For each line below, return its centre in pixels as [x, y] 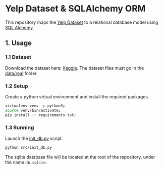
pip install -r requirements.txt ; [41, 115]
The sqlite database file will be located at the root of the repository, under [80, 157]
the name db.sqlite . [26, 162]
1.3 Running [20, 127]
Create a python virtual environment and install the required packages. [77, 96]
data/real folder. [22, 73]
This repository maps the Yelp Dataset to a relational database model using [82, 22]
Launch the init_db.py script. [34, 138]
